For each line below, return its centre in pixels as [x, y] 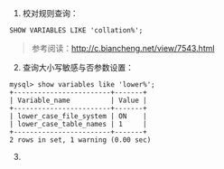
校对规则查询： [50, 13]
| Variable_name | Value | [78, 100]
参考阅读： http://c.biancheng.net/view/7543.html [123, 48]
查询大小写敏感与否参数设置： [78, 67]
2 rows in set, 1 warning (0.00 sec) [80, 140]
